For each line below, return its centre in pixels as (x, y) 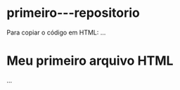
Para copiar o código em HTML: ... (56, 32)
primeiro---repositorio (73, 13)
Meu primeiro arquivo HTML (90, 61)
